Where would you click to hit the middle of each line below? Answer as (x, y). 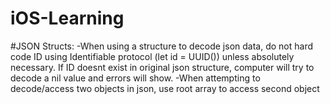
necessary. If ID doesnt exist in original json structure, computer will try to (162, 67)
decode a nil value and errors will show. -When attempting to (135, 78)
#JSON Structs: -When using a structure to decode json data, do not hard (161, 46)
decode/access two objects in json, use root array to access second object (165, 88)
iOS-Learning (67, 18)
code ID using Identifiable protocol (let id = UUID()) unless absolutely (152, 56)
